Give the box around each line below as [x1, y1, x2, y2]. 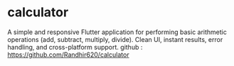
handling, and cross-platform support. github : [7, 43, 143, 51]
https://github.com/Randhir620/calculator [7, 50, 129, 59]
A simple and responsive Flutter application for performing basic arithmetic [7, 28, 228, 36]
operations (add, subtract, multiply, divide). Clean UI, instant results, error [7, 35, 223, 43]
